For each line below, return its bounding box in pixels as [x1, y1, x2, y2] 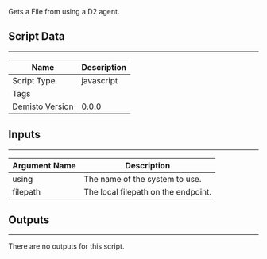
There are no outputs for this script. [8, 242, 125, 251]
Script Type [12, 75, 56, 86]
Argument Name [12, 160, 77, 171]
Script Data [8, 29, 65, 43]
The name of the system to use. [83, 173, 202, 184]
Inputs [8, 128, 41, 141]
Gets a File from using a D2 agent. [8, 7, 120, 16]
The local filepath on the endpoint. [83, 186, 212, 197]
